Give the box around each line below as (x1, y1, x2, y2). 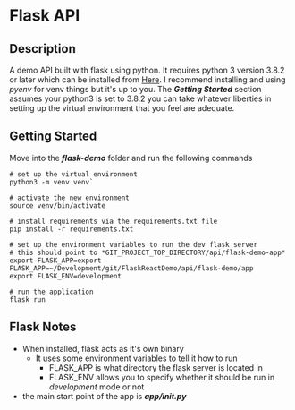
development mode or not (48, 381, 145, 392)
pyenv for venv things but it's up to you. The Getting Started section (9, 84, 262, 94)
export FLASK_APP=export (9, 256, 102, 265)
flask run (9, 295, 46, 304)
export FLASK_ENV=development (9, 271, 122, 280)
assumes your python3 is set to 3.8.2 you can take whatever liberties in (9, 93, 272, 104)
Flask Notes (9, 320, 77, 335)
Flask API (9, 5, 80, 26)
